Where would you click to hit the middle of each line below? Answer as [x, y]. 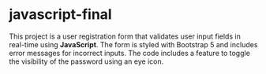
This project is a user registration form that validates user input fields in [125, 36]
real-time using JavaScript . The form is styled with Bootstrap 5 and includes [133, 44]
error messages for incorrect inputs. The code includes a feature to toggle [130, 53]
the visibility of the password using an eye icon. [86, 61]
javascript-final [61, 15]
